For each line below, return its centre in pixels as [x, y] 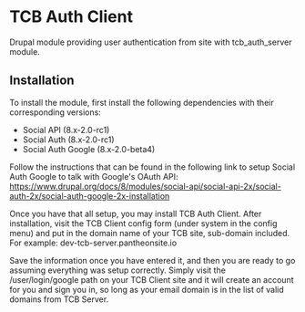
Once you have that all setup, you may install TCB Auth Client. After [136, 213]
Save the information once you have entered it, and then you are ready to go [152, 260]
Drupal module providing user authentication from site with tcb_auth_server [151, 42]
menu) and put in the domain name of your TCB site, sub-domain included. [150, 233]
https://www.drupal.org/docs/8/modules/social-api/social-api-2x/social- [146, 186]
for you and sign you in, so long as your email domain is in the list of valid [147, 289]
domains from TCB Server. [59, 299]
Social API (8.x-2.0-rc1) [66, 130]
